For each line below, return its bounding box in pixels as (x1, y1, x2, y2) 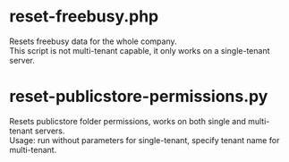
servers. (34, 125, 65, 136)
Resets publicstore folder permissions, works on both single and (9, 115, 246, 126)
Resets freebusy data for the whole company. (9, 36, 177, 47)
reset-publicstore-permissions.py (9, 87, 268, 107)
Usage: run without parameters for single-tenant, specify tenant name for (9, 134, 280, 145)
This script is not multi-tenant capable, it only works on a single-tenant (9, 45, 270, 55)
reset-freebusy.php (9, 6, 159, 27)
